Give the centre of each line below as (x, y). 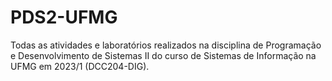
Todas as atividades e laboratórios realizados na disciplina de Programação (166, 45)
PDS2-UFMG (64, 17)
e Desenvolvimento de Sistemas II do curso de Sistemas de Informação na (163, 55)
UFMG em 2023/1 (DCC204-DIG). (80, 66)
